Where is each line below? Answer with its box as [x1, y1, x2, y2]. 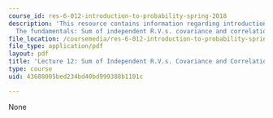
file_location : [8, 34, 60, 43]
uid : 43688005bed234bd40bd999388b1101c [8, 72, 144, 81]
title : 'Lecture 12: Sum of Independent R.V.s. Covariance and [8, 58, 227, 66]
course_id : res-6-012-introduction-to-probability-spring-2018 [8, 11, 227, 20]
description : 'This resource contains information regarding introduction [8, 20, 267, 28]
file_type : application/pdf [8, 42, 104, 50]
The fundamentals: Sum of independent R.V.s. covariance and [15, 27, 227, 35]
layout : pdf [8, 50, 49, 58]
